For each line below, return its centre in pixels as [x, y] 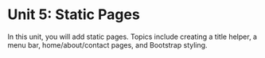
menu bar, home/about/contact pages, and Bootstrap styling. [107, 44]
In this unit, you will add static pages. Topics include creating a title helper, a [132, 37]
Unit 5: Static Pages [74, 15]
